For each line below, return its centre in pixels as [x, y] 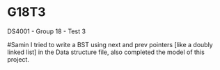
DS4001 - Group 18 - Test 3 [46, 31]
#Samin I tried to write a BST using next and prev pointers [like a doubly [110, 44]
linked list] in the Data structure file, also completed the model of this [106, 52]
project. [18, 59]
